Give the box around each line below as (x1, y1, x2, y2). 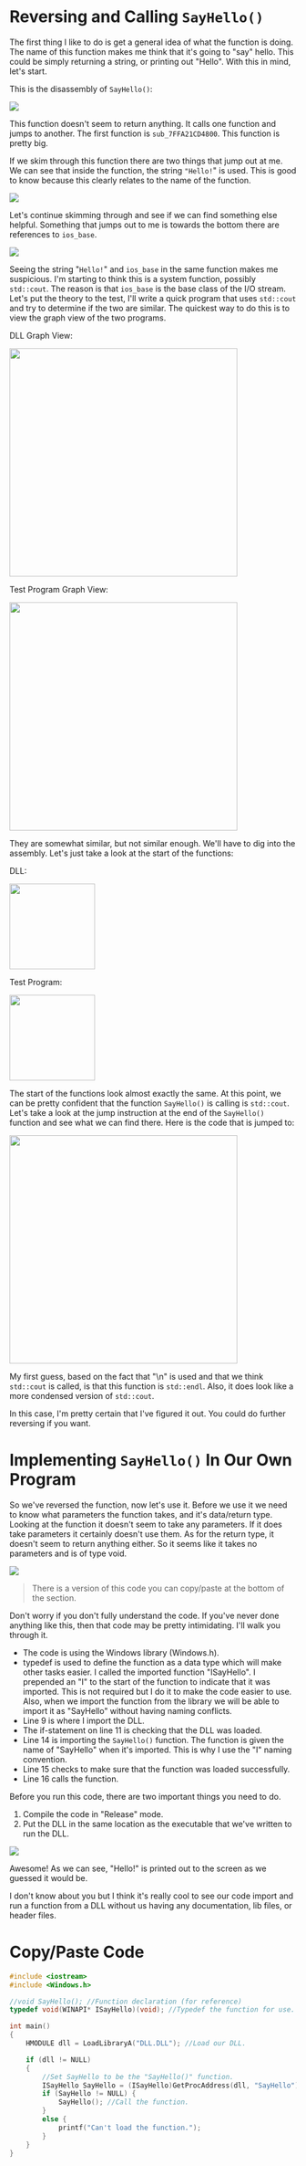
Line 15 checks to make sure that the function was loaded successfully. (22, 1763, 291, 1774)
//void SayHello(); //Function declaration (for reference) (9, 1997, 243, 2006)
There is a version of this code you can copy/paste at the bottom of (31, 1582, 285, 1593)
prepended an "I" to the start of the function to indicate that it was (22, 1676, 270, 1687)
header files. (9, 1909, 56, 1920)
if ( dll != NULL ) (25, 2055, 92, 2065)
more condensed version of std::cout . (9, 1390, 155, 1401)
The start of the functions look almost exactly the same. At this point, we (9, 1088, 281, 1099)
